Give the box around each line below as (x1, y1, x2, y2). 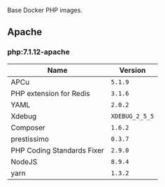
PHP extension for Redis (10, 88, 91, 98)
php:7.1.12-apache (7, 47, 70, 57)
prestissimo (10, 134, 49, 144)
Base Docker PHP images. (7, 6, 82, 14)
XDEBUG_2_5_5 (110, 112, 155, 120)
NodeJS (10, 157, 38, 167)
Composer (10, 123, 45, 132)
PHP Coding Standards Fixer (10, 145, 105, 155)
